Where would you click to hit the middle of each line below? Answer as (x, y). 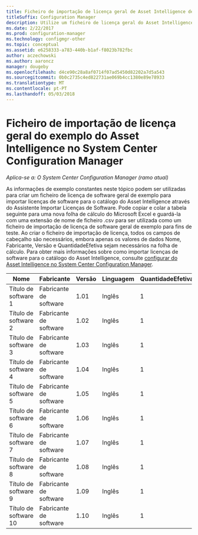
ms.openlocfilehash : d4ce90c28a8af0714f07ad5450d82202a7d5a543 (85, 72)
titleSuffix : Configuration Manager (51, 17)
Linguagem (118, 278)
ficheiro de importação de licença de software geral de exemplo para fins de (99, 226)
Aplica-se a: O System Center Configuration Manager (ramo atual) (88, 177)
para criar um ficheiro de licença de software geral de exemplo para (89, 195)
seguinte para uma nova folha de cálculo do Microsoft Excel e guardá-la (93, 214)
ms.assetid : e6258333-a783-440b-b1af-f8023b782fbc (70, 50)
